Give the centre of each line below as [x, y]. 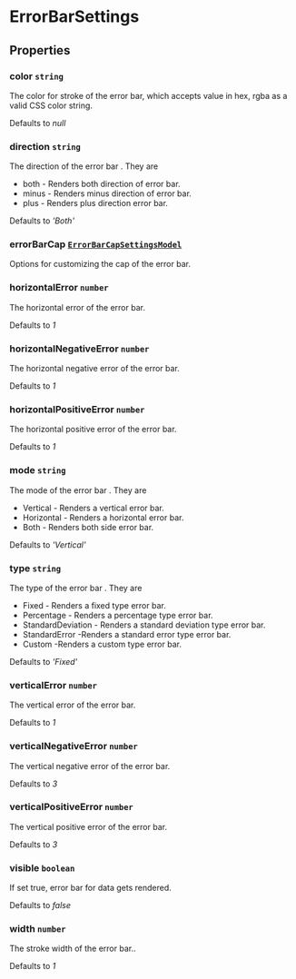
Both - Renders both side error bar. [88, 527]
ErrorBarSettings [74, 17]
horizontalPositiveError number [77, 409]
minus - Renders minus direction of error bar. [107, 193]
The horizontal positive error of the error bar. [93, 430]
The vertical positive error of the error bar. [89, 826]
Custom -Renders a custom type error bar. [102, 644]
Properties [40, 50]
